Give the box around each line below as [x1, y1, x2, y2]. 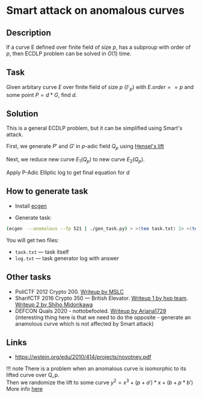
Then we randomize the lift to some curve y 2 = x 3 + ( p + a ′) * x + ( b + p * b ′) [6, 378, 194, 386]
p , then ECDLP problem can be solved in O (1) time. [6, 50, 132, 57]
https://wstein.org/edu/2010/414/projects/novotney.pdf [14, 353, 151, 361]
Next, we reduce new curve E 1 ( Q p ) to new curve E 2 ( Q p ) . [6, 156, 145, 164]
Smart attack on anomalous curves [6, 4, 185, 17]
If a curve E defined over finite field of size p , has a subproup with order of [6, 43, 191, 51]
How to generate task [6, 186, 88, 196]
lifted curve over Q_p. [6, 372, 60, 379]
